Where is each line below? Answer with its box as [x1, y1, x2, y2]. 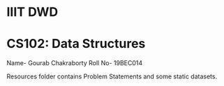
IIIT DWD [6, 4, 59, 20]
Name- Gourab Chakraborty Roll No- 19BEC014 [6, 59, 143, 67]
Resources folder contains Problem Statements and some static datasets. [6, 72, 218, 80]
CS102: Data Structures [6, 36, 146, 52]
